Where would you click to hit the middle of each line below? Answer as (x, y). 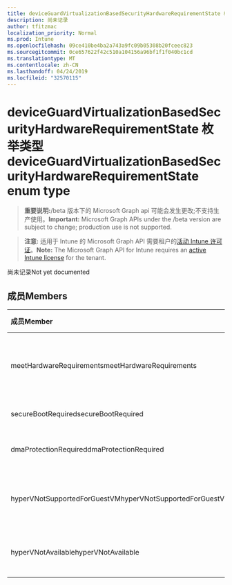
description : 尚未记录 (38, 20)
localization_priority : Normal (52, 33)
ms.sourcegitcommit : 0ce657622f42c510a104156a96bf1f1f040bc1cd (100, 53)
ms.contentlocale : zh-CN (43, 65)
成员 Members (37, 296)
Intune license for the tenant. (65, 258)
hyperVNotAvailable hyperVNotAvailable (75, 552)
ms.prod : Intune (30, 39)
